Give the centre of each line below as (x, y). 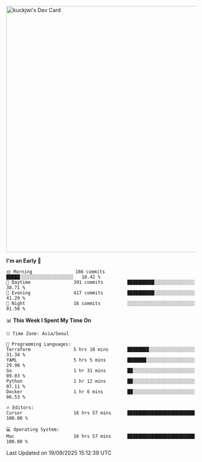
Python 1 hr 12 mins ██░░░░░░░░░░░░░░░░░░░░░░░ (101, 381)
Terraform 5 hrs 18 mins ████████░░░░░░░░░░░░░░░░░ (101, 350)
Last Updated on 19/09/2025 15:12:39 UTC (59, 453)
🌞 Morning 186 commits (56, 272)
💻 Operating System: (33, 429)
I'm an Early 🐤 (24, 261)
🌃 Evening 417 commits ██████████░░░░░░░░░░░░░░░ (101, 293)
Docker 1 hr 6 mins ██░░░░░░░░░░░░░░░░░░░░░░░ (101, 392)
